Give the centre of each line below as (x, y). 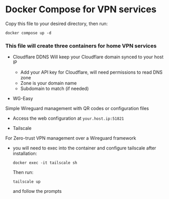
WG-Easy (23, 99)
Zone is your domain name (48, 83)
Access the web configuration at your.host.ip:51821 (68, 118)
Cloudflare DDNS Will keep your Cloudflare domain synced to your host (88, 57)
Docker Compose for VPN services (81, 9)
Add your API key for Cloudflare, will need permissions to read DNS (91, 72)
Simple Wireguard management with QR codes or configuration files (77, 108)
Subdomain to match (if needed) (55, 89)
